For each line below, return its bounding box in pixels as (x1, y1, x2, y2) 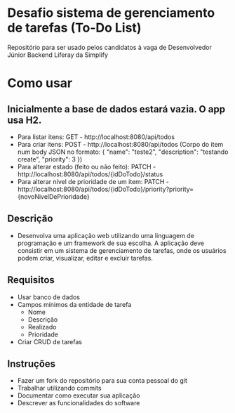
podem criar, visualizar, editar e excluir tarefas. (17, 254, 153, 262)
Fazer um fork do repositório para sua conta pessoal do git (17, 376, 187, 385)
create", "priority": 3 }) (17, 155, 83, 163)
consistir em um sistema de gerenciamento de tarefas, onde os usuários (17, 246, 227, 254)
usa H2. (7, 114, 42, 126)
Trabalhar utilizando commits (17, 384, 102, 393)
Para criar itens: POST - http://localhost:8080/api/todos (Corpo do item (17, 140, 224, 148)
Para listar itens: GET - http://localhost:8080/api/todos (17, 132, 175, 141)
